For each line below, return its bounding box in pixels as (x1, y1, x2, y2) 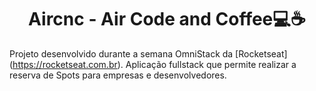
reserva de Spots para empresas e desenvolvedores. (9, 69, 227, 81)
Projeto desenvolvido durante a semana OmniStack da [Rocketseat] (9, 47, 288, 60)
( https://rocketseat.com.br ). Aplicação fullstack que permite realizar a (9, 58, 297, 70)
